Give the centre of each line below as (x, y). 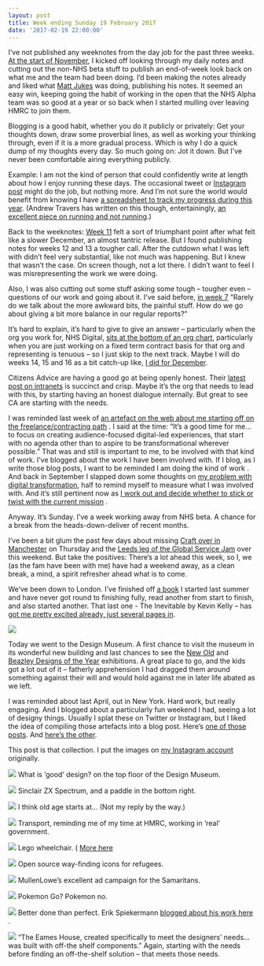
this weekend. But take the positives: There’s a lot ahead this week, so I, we (130, 557)
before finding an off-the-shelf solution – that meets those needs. (114, 954)
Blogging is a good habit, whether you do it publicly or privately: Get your (126, 126)
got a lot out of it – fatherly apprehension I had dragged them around (119, 669)
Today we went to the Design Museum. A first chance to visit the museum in (131, 644)
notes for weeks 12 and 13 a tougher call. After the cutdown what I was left (129, 249)
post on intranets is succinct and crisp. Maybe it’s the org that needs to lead (131, 386)
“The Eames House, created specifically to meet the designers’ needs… (134, 938)
